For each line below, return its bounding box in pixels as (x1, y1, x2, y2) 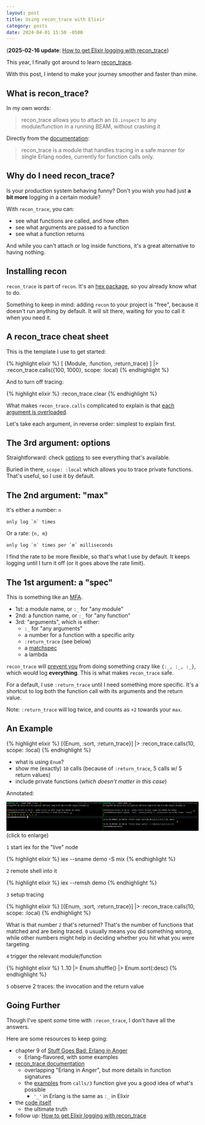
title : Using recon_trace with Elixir (6, 16, 105, 23)
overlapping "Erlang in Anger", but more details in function (24, 1066, 171, 1074)
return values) (15, 771, 51, 778)
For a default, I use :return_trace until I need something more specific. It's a (6, 681, 199, 688)
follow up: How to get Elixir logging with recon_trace (15, 1112, 146, 1119)
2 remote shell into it (6, 867, 57, 875)
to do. (6, 289, 21, 296)
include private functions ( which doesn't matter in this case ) (15, 778, 167, 785)
